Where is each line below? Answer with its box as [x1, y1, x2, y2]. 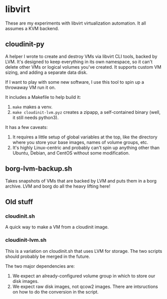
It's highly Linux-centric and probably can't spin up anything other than [12, 144, 160, 151]
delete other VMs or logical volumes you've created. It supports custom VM [5, 64, 161, 70]
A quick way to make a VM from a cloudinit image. [5, 224, 109, 230]
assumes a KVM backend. [5, 25, 59, 31]
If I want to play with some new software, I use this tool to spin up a [5, 79, 144, 85]
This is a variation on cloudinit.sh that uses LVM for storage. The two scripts [5, 248, 162, 254]
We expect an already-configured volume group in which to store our [12, 272, 155, 279]
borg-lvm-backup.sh [5, 165, 73, 173]
